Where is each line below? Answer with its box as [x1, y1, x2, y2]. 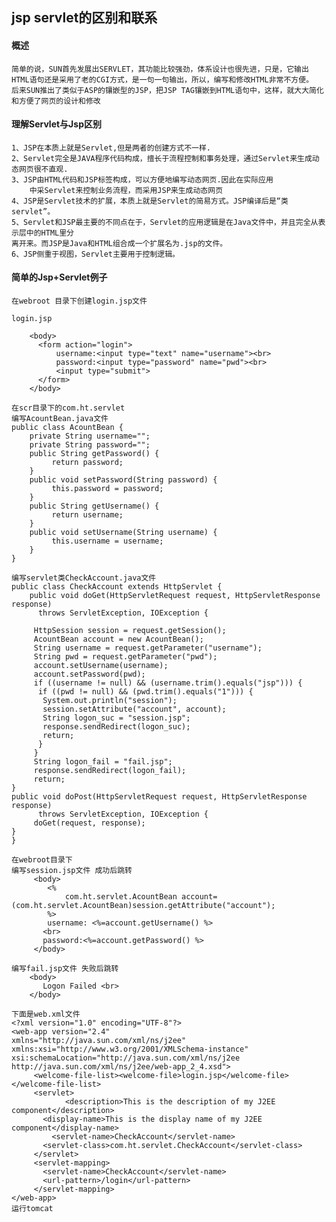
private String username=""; [29, 431, 151, 441]
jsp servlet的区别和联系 [11, 9, 158, 27]
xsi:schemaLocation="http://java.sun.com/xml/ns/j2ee [11, 1053, 241, 1063]
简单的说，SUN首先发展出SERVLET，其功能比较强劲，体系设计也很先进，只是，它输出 [11, 64, 309, 74]
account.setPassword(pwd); [33, 669, 146, 679]
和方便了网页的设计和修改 [11, 96, 101, 106]
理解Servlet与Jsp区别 [11, 118, 102, 130]
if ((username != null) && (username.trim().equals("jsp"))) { [33, 678, 303, 688]
